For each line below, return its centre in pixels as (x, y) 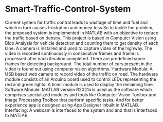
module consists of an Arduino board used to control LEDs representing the (81, 79)
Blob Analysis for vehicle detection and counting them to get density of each (82, 43)
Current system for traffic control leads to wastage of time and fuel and (76, 22)
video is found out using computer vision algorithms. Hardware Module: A (79, 69)
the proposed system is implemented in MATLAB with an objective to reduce (82, 33)
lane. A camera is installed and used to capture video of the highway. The (79, 48)
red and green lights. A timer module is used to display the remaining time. (80, 84)
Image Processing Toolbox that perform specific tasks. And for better (74, 100)
